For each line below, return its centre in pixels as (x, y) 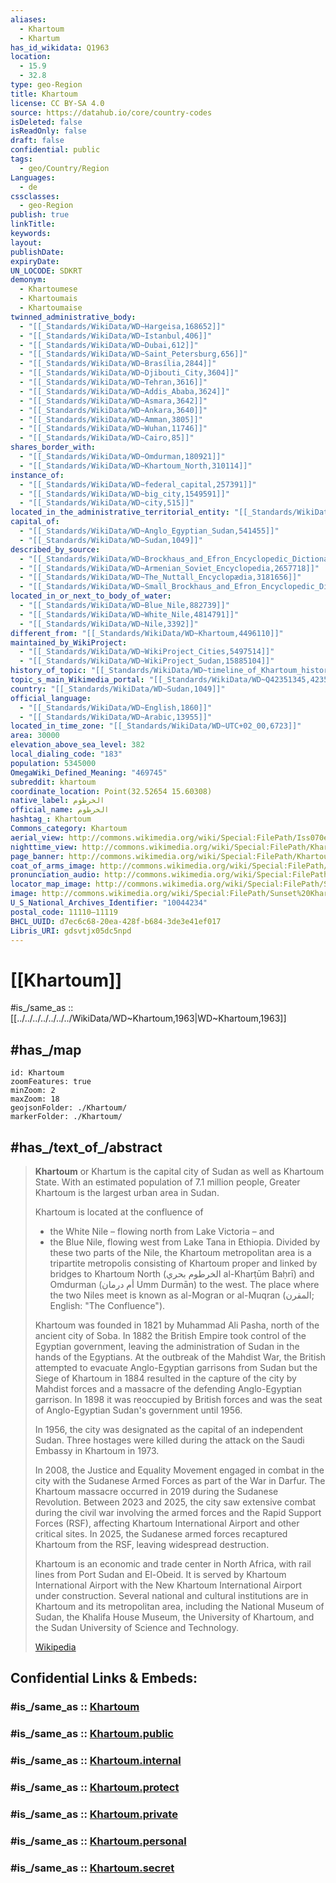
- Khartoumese (48, 289)
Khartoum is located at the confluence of (119, 1212)
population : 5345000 (53, 763)
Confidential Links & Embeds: (104, 1678)
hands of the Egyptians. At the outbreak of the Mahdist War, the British (180, 1357)
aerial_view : (37, 837)
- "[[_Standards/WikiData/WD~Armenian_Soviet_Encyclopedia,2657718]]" (169, 568)
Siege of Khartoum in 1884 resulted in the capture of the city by (165, 1378)
